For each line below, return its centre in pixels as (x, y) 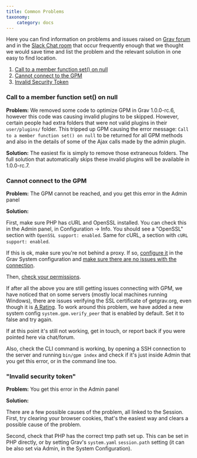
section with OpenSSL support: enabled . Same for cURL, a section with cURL (97, 235)
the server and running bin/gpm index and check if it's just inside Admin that (98, 355)
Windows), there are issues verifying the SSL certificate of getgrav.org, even (99, 301)
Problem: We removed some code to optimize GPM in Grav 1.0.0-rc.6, (91, 110)
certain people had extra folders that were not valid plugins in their (87, 123)
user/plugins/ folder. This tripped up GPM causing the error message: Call (98, 129)
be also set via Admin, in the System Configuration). (69, 449)
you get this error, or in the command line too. (61, 361)
